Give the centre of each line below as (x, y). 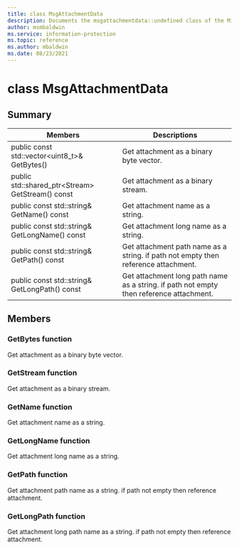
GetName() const (40, 214)
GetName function (40, 407)
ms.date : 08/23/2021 (38, 54)
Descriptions (175, 134)
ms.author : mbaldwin (38, 47)
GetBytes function (40, 339)
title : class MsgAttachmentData (55, 14)
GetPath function (38, 475)
